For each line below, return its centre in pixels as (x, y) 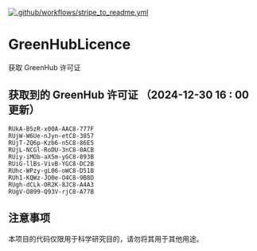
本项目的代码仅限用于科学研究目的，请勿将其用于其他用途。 (106, 238)
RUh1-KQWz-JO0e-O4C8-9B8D (51, 178)
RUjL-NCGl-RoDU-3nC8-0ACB (51, 150)
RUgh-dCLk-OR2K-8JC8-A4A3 (51, 184)
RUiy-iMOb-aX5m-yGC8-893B (51, 157)
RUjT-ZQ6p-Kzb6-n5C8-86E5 (51, 143)
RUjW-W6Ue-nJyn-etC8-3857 (51, 135)
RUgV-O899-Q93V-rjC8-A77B (51, 191)
